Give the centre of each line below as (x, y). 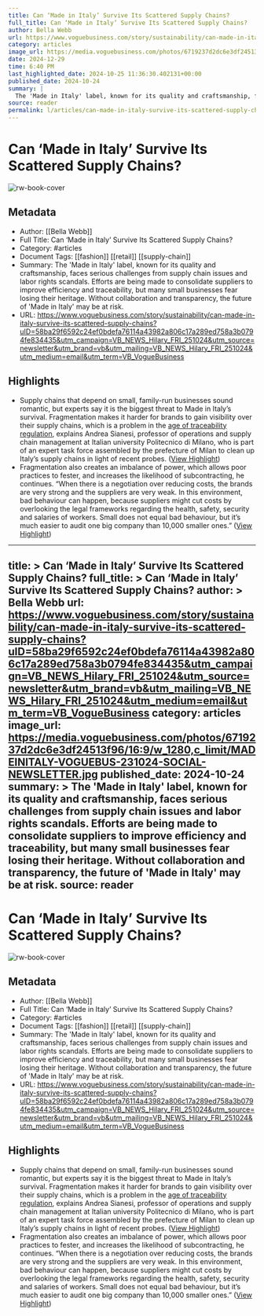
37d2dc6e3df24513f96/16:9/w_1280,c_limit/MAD (132, 750)
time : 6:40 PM (31, 67)
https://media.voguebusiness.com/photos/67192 (132, 737)
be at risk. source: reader (71, 885)
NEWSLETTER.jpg (53, 774)
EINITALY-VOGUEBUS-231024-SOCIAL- (107, 762)
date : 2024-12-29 (37, 60)
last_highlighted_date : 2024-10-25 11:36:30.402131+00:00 (105, 74)
